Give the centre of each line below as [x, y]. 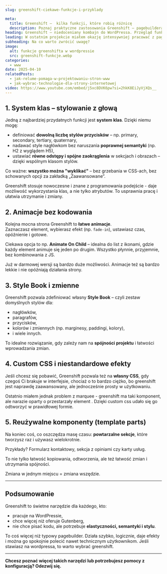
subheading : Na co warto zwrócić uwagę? [48, 42]
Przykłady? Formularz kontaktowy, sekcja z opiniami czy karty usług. [76, 449]
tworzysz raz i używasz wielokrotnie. [43, 439]
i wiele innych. [27, 333]
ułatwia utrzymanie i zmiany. [34, 196]
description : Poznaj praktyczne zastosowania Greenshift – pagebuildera [86, 28]
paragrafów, [25, 318]
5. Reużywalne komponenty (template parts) [76, 422]
